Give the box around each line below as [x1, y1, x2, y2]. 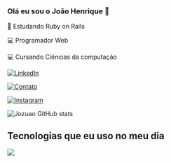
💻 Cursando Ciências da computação [7, 52, 117, 62]
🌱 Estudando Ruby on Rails [7, 22, 85, 31]
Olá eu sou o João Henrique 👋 [7, 6, 110, 16]
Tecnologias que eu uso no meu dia [7, 129, 165, 142]
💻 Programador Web [7, 36, 69, 45]
